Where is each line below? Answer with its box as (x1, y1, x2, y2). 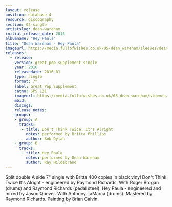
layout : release (5, 7, 40, 13)
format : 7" (14, 79, 38, 84)
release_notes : (14, 108, 47, 113)
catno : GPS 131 (14, 88, 47, 94)
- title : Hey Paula (21, 151, 63, 156)
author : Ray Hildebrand (26, 160, 77, 165)
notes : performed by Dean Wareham (26, 155, 100, 160)
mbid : (14, 98, 27, 103)
